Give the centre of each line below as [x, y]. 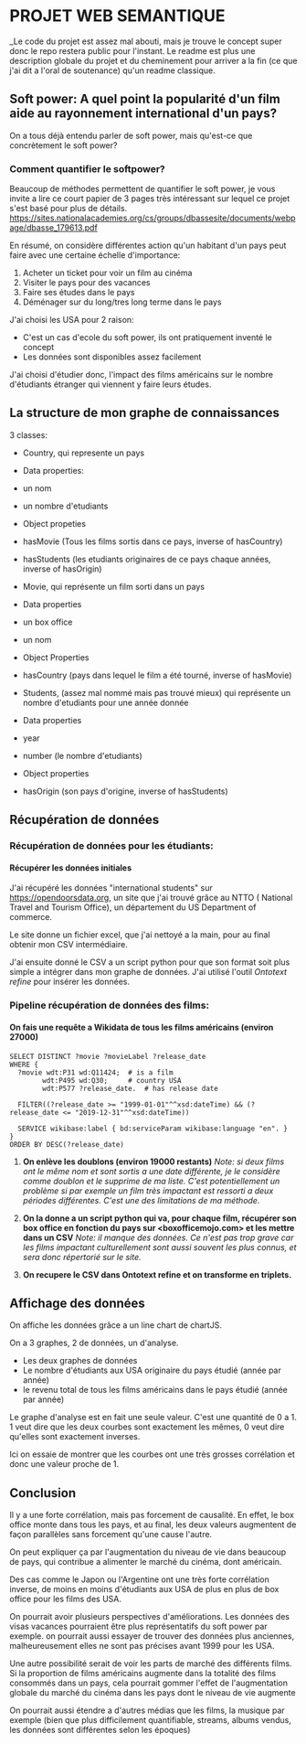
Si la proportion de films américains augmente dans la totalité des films [143, 1674]
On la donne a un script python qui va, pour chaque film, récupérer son [159, 1218]
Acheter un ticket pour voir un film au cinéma [107, 273]
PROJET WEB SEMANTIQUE [117, 16]
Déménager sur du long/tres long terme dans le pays [122, 302]
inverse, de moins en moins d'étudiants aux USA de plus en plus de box [144, 1589]
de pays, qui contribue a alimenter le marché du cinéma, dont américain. [146, 1562]
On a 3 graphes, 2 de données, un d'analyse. [94, 1343]
